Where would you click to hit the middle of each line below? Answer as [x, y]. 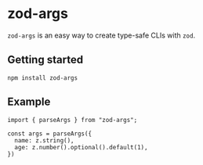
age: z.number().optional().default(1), [81, 147]
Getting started [45, 60]
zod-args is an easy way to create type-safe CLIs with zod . [101, 35]
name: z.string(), [45, 140]
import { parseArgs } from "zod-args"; [72, 120]
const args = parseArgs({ [49, 134]
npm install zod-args [43, 78]
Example [29, 102]
